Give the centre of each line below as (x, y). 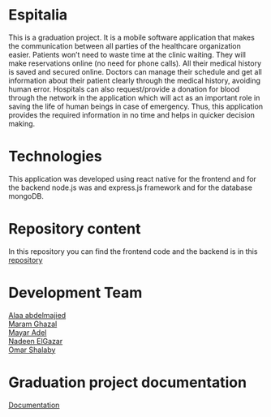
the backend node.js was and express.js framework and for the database (131, 187)
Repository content (75, 229)
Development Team (75, 293)
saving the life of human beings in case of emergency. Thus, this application (136, 106)
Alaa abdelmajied (37, 315)
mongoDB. (26, 196)
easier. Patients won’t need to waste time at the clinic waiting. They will (127, 54)
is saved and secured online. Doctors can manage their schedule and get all (135, 71)
